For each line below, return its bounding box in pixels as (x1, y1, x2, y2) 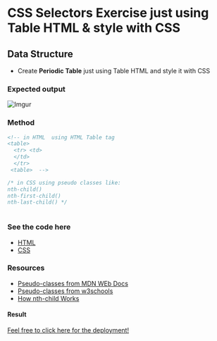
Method (7, 118, 35, 128)
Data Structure (7, 48, 74, 60)
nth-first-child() (7, 192, 61, 199)
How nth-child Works (17, 294, 80, 302)
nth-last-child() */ (7, 199, 68, 206)
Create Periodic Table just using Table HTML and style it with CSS (17, 67, 211, 75)
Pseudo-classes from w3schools (17, 287, 113, 295)
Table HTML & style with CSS (7, 20, 181, 36)
